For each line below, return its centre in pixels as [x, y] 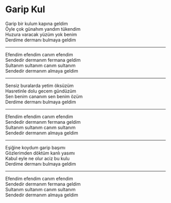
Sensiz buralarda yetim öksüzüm [39, 85]
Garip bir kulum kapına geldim [37, 24]
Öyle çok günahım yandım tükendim [43, 29]
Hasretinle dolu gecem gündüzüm [41, 91]
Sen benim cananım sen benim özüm [44, 96]
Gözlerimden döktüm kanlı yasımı [40, 153]
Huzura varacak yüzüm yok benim [41, 34]
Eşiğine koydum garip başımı [35, 147]
